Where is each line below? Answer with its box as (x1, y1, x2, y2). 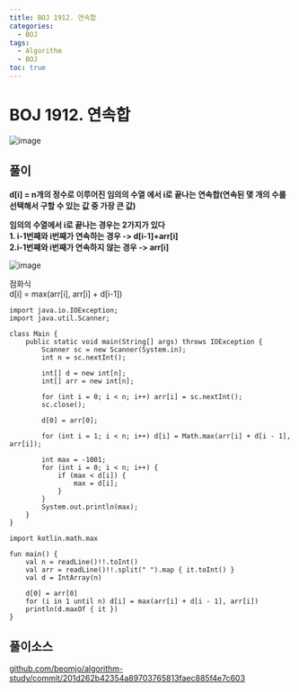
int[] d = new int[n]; (41, 368, 127, 377)
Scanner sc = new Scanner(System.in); (41, 345, 187, 354)
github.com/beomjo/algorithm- (9, 663, 124, 674)
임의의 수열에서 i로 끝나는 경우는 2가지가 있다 (9, 219, 166, 230)
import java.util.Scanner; (9, 314, 110, 323)
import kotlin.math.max (9, 534, 99, 543)
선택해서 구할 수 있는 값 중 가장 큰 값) (9, 200, 136, 211)
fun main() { (9, 549, 58, 558)
